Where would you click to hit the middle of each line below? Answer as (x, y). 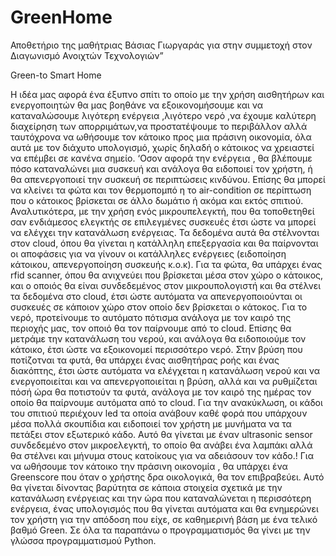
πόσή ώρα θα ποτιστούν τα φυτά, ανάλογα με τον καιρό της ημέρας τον (161, 392)
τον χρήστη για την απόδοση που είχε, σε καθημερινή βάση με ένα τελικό (164, 519)
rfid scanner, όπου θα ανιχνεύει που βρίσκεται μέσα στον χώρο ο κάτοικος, (167, 275)
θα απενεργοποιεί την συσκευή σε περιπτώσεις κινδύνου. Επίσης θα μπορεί (168, 179)
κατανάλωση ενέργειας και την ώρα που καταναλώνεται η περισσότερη (161, 498)
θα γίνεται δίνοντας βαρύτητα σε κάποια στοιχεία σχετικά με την (146, 487)
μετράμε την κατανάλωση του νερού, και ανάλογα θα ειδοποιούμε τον (158, 338)
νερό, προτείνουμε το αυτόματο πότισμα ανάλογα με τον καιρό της (151, 317)
